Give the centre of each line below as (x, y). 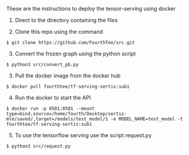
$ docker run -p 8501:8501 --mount (51, 108)
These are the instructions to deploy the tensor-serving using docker (91, 9)
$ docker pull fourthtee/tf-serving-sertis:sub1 (68, 86)
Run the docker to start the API (53, 97)
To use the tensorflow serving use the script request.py (83, 135)
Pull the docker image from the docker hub (68, 76)
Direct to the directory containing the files (66, 20)
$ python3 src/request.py (38, 146)
